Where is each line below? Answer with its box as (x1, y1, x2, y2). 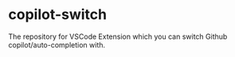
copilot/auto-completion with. (8, 40, 106, 49)
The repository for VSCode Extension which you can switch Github (8, 32, 228, 41)
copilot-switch (8, 6, 108, 24)
